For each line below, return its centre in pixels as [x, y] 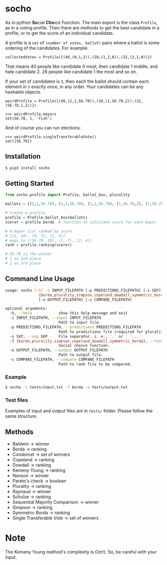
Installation [23, 157]
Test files [17, 400]
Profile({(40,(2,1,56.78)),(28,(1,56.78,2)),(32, [91, 101]
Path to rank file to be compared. [95, 364]
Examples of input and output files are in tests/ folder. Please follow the [79, 411]
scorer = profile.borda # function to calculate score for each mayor [81, 222]
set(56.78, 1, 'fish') [29, 118]
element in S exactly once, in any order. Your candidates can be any [75, 86]
